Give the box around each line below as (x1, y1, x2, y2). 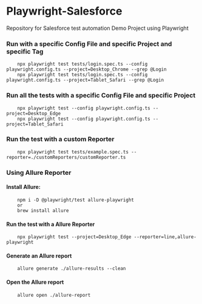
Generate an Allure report (6, 252, 72, 260)
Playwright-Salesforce (6, 4, 123, 18)
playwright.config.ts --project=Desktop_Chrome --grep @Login (6, 66, 167, 72)
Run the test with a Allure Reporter (6, 221, 95, 228)
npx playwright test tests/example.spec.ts (17, 149, 129, 155)
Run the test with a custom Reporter (6, 135, 115, 144)
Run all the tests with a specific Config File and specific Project (6, 91, 196, 100)
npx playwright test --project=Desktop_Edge (17, 234, 132, 240)
